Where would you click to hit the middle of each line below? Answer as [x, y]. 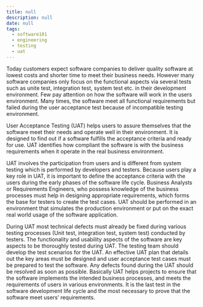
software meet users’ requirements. [51, 297]
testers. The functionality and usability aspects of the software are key [94, 239]
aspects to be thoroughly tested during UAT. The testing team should [92, 246]
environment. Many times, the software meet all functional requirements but [101, 101]
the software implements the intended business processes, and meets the [98, 278]
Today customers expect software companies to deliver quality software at [100, 69]
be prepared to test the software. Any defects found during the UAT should [100, 265]
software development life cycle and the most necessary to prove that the [98, 291]
